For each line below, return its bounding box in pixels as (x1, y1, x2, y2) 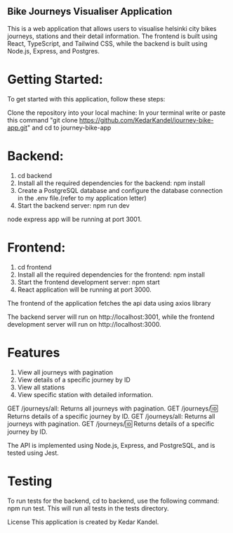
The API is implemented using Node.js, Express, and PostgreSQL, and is (7, 441, 215, 449)
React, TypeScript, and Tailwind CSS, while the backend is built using (7, 39, 208, 48)
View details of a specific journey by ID (17, 375, 131, 384)
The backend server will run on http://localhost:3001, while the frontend (7, 313, 215, 321)
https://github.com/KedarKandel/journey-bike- (79, 115, 214, 124)
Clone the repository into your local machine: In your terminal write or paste (7, 108, 226, 117)
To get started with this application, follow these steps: (7, 94, 166, 103)
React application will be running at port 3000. (17, 285, 152, 294)
